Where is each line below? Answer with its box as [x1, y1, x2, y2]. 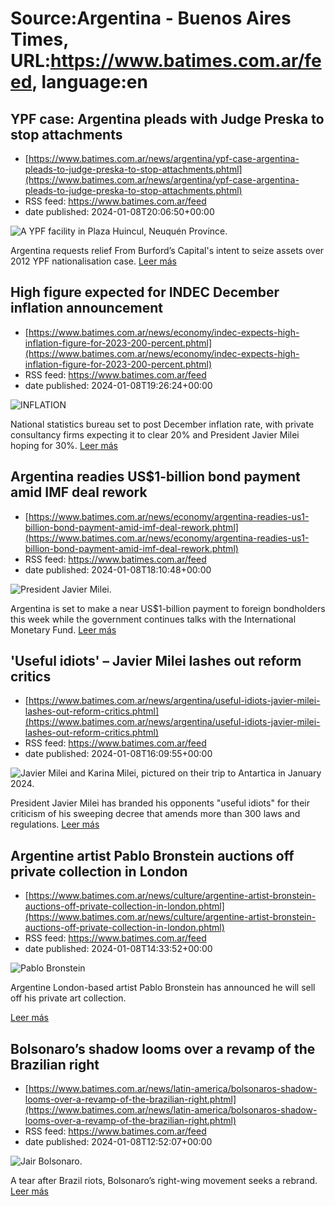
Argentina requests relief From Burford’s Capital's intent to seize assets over [10, 245, 325, 256]
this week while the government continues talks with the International [10, 613, 297, 625]
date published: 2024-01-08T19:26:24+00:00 [24, 379, 213, 391]
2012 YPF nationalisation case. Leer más [10, 255, 177, 267]
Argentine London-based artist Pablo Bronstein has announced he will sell [10, 982, 316, 994]
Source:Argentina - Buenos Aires [10, 7, 292, 30]
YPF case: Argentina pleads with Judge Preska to [10, 110, 325, 127]
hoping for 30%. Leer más [10, 439, 118, 451]
